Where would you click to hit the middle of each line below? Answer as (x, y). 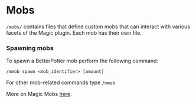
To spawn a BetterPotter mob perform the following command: (82, 61)
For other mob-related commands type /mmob (61, 82)
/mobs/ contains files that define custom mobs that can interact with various (98, 26)
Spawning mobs (30, 48)
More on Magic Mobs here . (39, 94)
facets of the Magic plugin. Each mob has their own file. (74, 32)
